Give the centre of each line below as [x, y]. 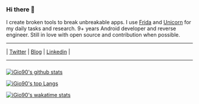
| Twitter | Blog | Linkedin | [38, 52]
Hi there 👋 [21, 9]
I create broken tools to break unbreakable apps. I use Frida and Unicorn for [99, 22]
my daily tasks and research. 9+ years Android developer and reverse [91, 28]
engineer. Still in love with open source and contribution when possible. [93, 35]
